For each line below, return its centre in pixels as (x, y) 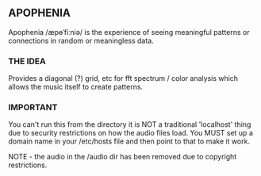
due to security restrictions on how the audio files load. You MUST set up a (131, 133)
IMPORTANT (33, 108)
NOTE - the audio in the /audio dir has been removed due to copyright (123, 157)
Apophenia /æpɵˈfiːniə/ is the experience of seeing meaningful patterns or (129, 32)
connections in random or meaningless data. (81, 40)
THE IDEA (27, 61)
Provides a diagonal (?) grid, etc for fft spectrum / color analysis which (123, 78)
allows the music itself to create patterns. (76, 87)
